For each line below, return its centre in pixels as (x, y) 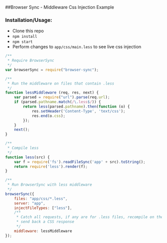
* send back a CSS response (45, 222)
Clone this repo (28, 31)
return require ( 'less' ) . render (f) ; (51, 166)
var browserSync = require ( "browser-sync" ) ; (52, 70)
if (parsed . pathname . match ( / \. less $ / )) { (57, 102)
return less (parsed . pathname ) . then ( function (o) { (77, 107)
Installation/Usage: (29, 20)
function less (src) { (28, 157)
